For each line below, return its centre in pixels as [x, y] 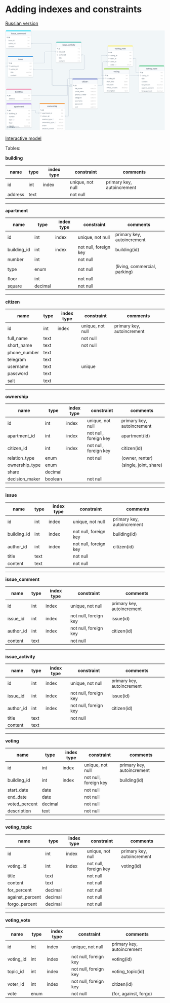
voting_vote [18, 920]
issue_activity [20, 657]
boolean [53, 479]
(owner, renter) [137, 458]
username [18, 366]
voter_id [16, 984]
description [19, 811]
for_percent [19, 890]
